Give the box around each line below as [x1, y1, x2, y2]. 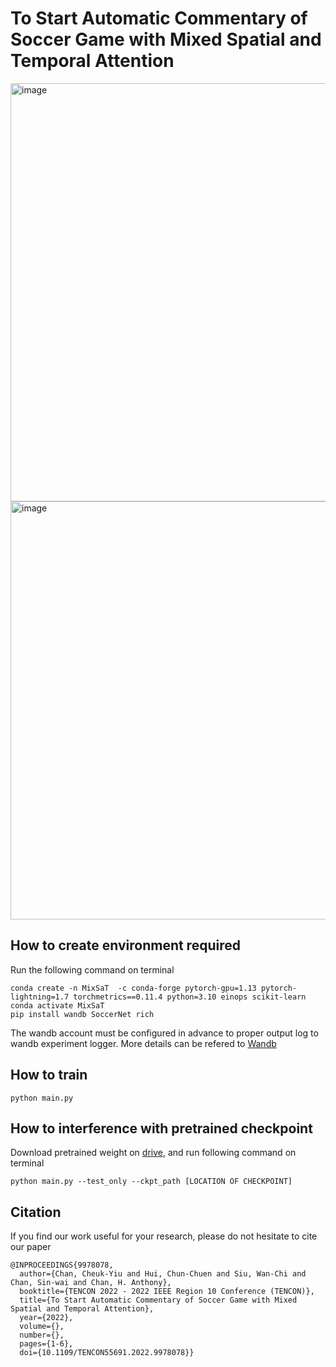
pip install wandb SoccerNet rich [10, 1009, 155, 1019]
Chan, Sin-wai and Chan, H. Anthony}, [10, 1278, 172, 1288]
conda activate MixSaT [10, 1000, 105, 1011]
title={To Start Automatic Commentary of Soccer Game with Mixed [19, 1295, 298, 1306]
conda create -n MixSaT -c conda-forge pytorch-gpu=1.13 [10, 983, 257, 993]
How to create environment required [10, 937, 241, 954]
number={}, [19, 1330, 65, 1341]
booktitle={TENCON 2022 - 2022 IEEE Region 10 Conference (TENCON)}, [19, 1287, 315, 1297]
